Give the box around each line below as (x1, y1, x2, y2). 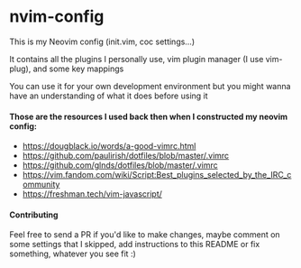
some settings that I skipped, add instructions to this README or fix (9, 239, 260, 250)
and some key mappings (32, 63, 124, 74)
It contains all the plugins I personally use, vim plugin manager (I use (9, 53, 264, 64)
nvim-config (9, 6, 105, 27)
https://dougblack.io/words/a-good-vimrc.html (22, 141, 196, 152)
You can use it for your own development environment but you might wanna (9, 80, 291, 91)
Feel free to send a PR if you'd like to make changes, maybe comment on (9, 229, 281, 240)
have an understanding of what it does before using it (9, 90, 209, 101)
